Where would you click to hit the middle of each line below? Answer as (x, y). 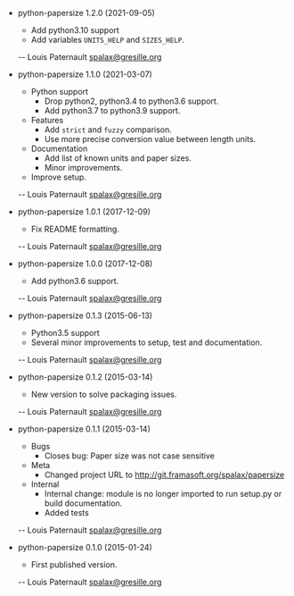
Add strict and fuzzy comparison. (108, 130)
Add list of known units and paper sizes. (118, 158)
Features (47, 120)
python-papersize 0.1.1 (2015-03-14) (84, 429)
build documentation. (83, 503)
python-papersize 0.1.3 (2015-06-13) (85, 315)
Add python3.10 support (75, 30)
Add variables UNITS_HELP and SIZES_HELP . (107, 40)
